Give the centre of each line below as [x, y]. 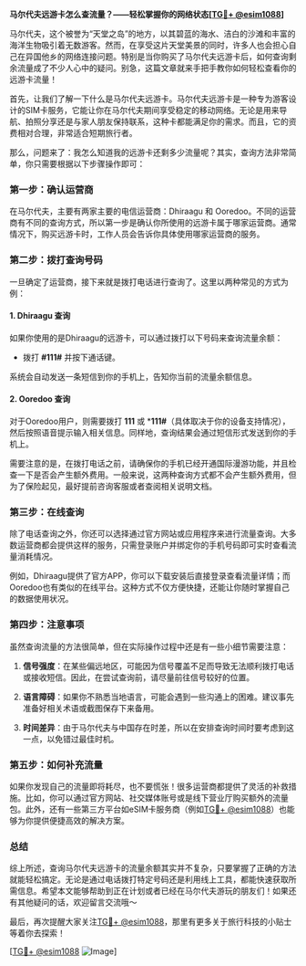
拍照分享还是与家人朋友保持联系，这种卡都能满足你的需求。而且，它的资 [161, 121]
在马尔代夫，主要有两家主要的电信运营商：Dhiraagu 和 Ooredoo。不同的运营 [153, 211]
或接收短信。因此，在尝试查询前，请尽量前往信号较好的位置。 [138, 677]
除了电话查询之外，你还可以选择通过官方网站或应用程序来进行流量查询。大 [149, 534]
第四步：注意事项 [47, 625]
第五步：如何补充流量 [56, 764]
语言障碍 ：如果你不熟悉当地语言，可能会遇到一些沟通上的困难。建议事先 [158, 697]
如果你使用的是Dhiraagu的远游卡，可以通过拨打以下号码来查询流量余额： [146, 338]
